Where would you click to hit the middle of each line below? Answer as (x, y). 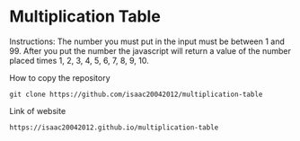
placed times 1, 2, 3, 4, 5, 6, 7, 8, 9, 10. (79, 60)
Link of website (38, 110)
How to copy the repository (60, 77)
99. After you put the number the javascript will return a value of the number (150, 50)
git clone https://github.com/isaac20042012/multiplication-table (136, 94)
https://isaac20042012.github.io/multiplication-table (114, 128)
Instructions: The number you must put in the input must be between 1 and (147, 41)
